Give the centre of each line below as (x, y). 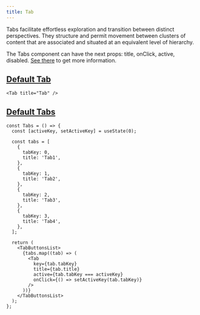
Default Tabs (31, 112)
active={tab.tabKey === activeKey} (78, 275)
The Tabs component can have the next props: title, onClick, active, (91, 54)
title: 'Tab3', (42, 200)
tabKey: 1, (36, 174)
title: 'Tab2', (42, 179)
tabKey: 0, (36, 152)
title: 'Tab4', (42, 222)
